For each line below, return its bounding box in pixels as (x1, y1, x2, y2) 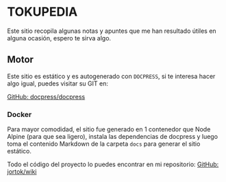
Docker (7, 109, 32, 119)
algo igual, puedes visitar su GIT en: (7, 79, 108, 88)
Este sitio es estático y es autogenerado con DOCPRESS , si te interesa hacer (7, 72, 216, 80)
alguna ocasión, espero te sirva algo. (7, 34, 112, 42)
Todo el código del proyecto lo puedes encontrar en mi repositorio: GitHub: (7, 160, 219, 168)
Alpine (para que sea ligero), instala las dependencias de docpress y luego (7, 133, 218, 141)
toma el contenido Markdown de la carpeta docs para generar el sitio (7, 140, 201, 148)
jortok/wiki (7, 168, 37, 176)
